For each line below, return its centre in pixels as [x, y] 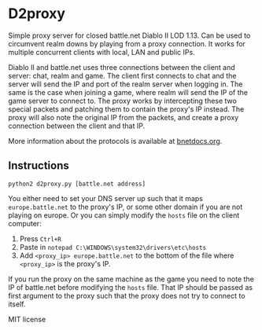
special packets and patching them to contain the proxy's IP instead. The [126, 109]
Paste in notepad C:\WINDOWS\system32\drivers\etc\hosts [113, 247]
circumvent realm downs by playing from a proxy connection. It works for [127, 43]
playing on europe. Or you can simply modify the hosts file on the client [124, 215]
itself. [17, 304]
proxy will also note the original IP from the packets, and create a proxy [124, 117]
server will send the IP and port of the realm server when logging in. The [125, 84]
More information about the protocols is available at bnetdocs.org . [115, 141]
